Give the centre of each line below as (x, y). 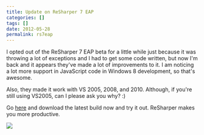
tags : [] (17, 23)
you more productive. (33, 114)
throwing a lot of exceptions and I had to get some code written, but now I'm (102, 58)
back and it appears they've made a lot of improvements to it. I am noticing (100, 65)
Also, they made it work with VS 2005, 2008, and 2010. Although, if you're (99, 89)
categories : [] (26, 18)
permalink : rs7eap (30, 35)
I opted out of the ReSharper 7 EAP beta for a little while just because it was (101, 52)
